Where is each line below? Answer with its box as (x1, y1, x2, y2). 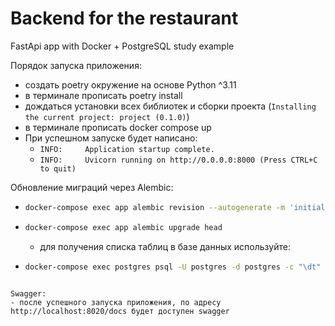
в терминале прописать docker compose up (24, 121, 212, 133)
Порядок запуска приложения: (10, 59, 142, 71)
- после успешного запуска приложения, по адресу (10, 297, 222, 307)
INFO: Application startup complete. (39, 144, 215, 154)
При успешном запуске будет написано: (24, 132, 198, 144)
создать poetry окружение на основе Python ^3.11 (24, 78, 237, 91)
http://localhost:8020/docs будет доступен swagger (10, 306, 230, 316)
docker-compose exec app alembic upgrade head (24, 222, 223, 232)
